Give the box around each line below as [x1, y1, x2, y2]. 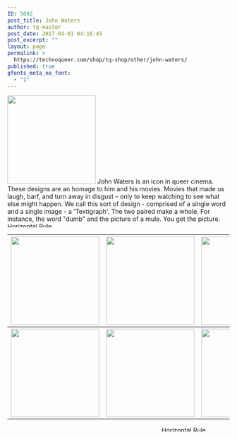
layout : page [7, 43, 46, 50]
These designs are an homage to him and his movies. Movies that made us [7, 185, 224, 193]
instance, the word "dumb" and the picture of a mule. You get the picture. [7, 215, 221, 223]
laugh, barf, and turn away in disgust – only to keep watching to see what [7, 192, 220, 201]
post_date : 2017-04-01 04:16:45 [7, 30, 102, 37]
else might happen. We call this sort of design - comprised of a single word [7, 200, 226, 208]
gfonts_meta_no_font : [7, 69, 71, 76]
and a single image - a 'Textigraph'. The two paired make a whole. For [7, 208, 210, 216]
